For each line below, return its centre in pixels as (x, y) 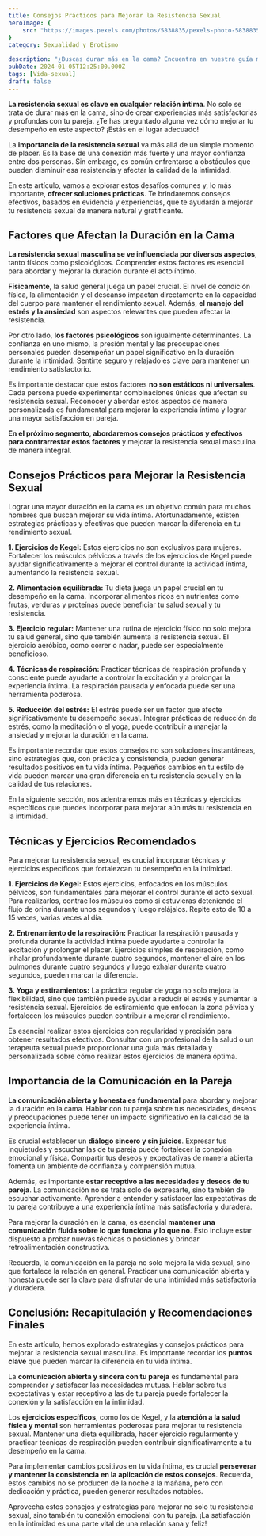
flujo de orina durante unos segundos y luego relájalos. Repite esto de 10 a (130, 909)
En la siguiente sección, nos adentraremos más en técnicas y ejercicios (125, 799)
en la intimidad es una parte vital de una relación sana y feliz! (108, 1523)
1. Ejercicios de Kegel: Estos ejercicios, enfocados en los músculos (118, 884)
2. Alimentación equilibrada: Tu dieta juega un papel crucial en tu (116, 588)
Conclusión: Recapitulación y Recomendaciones (130, 1313)
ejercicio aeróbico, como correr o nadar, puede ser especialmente (116, 646)
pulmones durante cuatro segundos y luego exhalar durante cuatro (118, 966)
